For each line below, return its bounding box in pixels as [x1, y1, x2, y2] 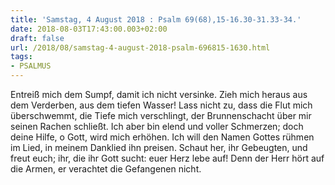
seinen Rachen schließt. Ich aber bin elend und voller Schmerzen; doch [10, 121, 304, 132]
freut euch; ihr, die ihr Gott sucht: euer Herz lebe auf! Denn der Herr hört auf [10, 152, 325, 164]
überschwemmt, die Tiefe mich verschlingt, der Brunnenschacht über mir [10, 110, 312, 121]
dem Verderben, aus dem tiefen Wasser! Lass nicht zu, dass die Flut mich [10, 99, 313, 111]
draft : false [10, 33, 65, 43]
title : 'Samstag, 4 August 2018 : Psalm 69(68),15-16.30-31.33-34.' [10, 14, 302, 25]
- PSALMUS [10, 61, 52, 71]
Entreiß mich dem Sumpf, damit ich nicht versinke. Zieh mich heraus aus [10, 89, 308, 100]
